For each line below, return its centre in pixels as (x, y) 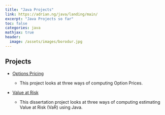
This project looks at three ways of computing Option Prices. (81, 83)
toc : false (16, 23)
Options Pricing (28, 73)
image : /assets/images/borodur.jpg (46, 42)
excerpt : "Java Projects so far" (39, 19)
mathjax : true (20, 32)
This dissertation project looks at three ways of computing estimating (90, 102)
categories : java (23, 28)
